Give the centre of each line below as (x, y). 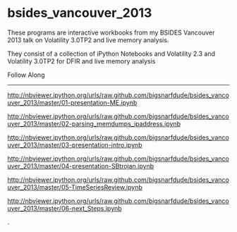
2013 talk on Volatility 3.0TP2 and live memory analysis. (88, 39)
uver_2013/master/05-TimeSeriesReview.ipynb (75, 187)
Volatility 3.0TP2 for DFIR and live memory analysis (81, 61)
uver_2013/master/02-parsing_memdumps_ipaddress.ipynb (94, 123)
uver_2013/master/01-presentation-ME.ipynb (72, 102)
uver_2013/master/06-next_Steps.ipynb (65, 208)
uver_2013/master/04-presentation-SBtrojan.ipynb (81, 166)
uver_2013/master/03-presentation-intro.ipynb (75, 145)
